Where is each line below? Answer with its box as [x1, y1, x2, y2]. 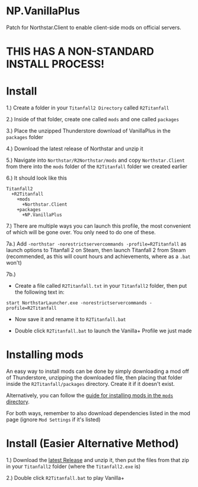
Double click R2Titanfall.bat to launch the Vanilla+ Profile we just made [14, 327, 192, 334]
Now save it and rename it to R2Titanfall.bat [14, 316, 126, 323]
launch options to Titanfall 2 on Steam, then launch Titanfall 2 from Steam [6, 247, 186, 254]
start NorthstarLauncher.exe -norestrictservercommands [6, 300, 147, 306]
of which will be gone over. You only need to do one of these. [6, 229, 156, 236]
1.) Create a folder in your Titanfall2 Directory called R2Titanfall [6, 104, 170, 111]
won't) [6, 259, 22, 266]
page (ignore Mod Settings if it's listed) [6, 416, 101, 423]
